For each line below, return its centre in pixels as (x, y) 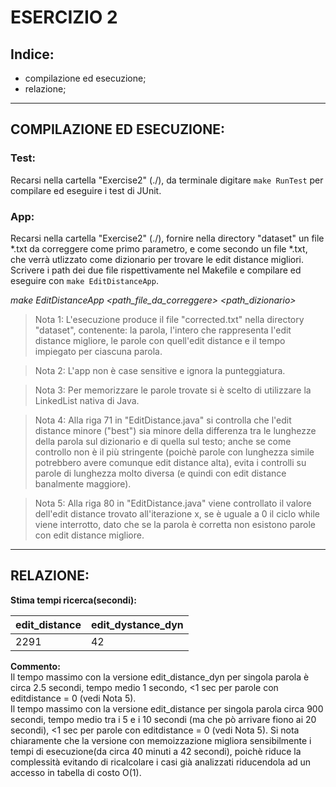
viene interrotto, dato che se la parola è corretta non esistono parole (175, 524)
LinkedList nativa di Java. (87, 400)
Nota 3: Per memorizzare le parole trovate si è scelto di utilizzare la (173, 390)
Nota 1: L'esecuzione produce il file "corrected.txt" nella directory (169, 319)
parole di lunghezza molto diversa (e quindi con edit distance (160, 473)
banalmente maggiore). (83, 483)
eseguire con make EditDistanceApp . (84, 280)
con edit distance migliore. (89, 535)
